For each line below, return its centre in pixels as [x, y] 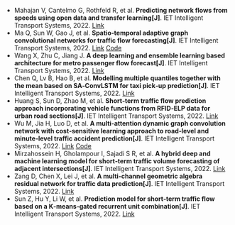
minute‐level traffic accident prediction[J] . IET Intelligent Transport [114, 138]
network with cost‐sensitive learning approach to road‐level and [111, 131]
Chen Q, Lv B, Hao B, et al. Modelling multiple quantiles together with [117, 78]
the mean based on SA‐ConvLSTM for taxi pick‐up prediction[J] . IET [117, 86]
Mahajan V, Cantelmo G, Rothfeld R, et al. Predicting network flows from [121, 10]
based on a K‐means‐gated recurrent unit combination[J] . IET [107, 206]
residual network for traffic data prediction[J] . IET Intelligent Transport [119, 183]
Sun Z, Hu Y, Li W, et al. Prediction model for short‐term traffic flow [114, 199]
